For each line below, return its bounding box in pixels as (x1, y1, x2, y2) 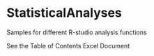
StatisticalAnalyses (6, 5, 123, 21)
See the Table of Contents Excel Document (6, 41, 130, 50)
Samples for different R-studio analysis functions (6, 28, 147, 36)
